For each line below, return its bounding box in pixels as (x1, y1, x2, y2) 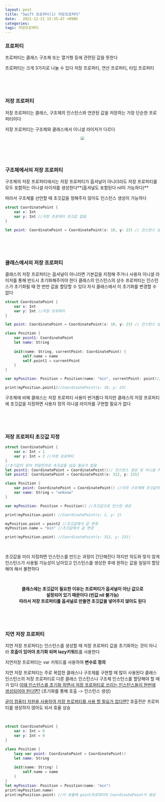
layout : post (5, 7, 32, 12)
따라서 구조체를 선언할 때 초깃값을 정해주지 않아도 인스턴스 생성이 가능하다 (5, 195, 147, 201)
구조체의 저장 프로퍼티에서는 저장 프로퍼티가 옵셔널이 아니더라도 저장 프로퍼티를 (5, 179, 158, 185)
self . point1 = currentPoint (23, 358, 80, 363)
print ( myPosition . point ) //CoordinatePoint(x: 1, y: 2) (5, 512, 122, 517)
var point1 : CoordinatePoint (14, 335, 74, 340)
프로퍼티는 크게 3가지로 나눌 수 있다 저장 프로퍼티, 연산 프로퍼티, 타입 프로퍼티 (5, 65, 155, 71)
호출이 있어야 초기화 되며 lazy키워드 (10, 649, 79, 655)
